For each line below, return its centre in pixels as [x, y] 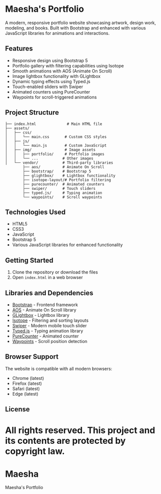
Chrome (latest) [28, 378]
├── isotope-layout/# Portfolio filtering [67, 180]
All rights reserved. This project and [80, 430]
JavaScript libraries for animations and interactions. [57, 33]
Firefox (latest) [27, 383]
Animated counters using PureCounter [51, 92]
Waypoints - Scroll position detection [50, 341]
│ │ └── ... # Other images [49, 158]
